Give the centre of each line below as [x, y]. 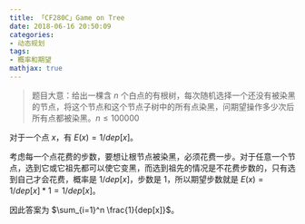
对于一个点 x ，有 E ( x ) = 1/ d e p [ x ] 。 [74, 137]
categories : [32, 34]
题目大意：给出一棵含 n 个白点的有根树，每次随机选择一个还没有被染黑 [163, 95]
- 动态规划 [27, 43]
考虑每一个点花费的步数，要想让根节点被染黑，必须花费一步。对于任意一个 [148, 156]
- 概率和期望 [30, 60]
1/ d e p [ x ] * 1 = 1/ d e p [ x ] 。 [55, 190]
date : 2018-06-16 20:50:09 [60, 26]
